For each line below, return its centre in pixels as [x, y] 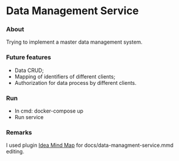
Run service [29, 117]
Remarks [19, 132]
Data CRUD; [29, 70]
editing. [15, 152]
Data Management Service [72, 11]
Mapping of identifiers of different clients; [65, 76]
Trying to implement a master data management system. [74, 42]
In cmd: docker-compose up [49, 111]
